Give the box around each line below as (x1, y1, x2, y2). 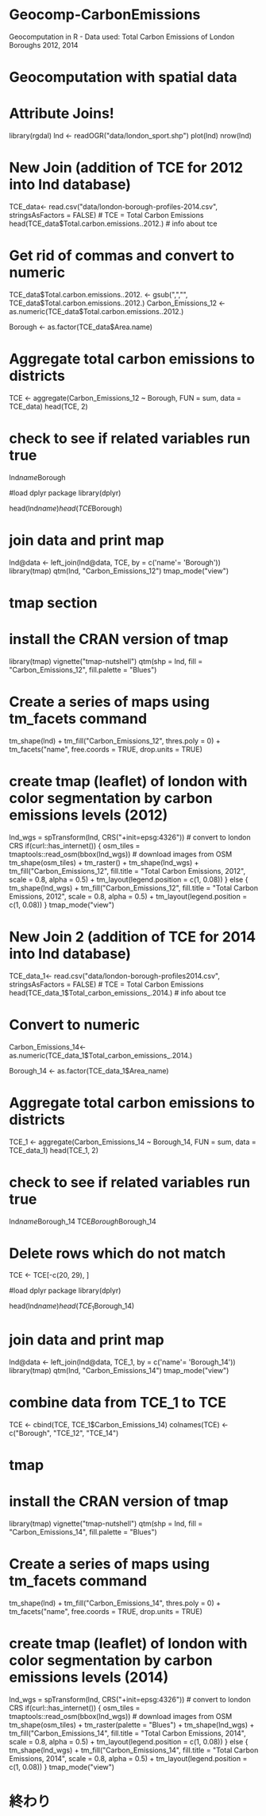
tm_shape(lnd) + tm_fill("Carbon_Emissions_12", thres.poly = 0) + (9, 735, 221, 745)
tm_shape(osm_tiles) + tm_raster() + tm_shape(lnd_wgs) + (9, 857, 199, 867)
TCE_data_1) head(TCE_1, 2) (9, 1145, 98, 1154)
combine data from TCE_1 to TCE (9, 1394, 227, 1412)
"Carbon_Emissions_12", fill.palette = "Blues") (9, 665, 157, 674)
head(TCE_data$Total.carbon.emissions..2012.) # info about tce (9, 219, 218, 228)
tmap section (9, 594, 98, 611)
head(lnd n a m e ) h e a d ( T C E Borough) (9, 503, 122, 513)
